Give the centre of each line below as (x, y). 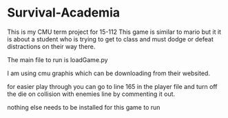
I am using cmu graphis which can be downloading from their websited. (108, 73)
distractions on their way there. (51, 46)
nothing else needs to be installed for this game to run (84, 107)
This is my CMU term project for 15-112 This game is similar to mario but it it (114, 32)
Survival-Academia (64, 13)
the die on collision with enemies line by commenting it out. (91, 94)
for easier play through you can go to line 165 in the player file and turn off (112, 86)
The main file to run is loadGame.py (58, 59)
